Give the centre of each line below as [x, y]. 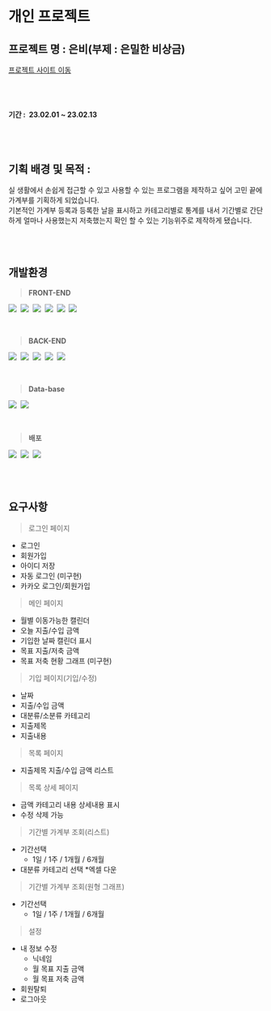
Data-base [47, 389]
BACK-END [47, 340]
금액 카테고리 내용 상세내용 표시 [70, 804]
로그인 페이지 [49, 528]
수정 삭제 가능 [42, 814]
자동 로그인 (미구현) [51, 575]
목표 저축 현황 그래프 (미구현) [66, 660]
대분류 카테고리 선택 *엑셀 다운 [68, 869]
